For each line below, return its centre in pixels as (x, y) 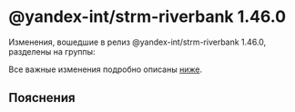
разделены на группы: (52, 51)
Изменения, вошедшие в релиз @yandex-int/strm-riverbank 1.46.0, (137, 42)
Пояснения (42, 98)
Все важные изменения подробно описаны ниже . (105, 69)
